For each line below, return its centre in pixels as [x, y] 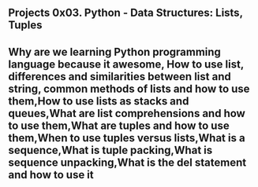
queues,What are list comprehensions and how [127, 113]
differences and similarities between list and [120, 77]
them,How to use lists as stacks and [99, 101]
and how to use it [51, 175]
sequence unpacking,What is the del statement [127, 162]
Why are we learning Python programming [114, 51]
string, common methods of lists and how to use [129, 88]
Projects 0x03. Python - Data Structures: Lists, [125, 13]
